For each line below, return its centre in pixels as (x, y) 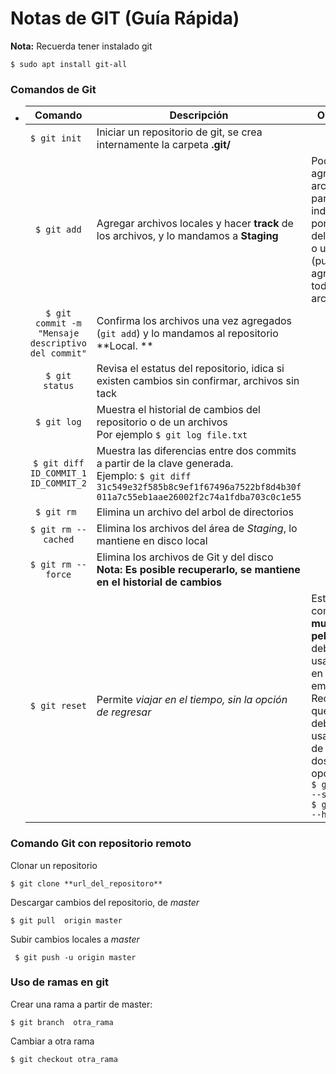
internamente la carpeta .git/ (164, 145)
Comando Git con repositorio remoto (101, 844)
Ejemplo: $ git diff (144, 476)
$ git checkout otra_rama (64, 1059)
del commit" (58, 353)
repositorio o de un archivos (162, 422)
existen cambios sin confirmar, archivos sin (198, 381)
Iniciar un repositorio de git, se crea (179, 132)
